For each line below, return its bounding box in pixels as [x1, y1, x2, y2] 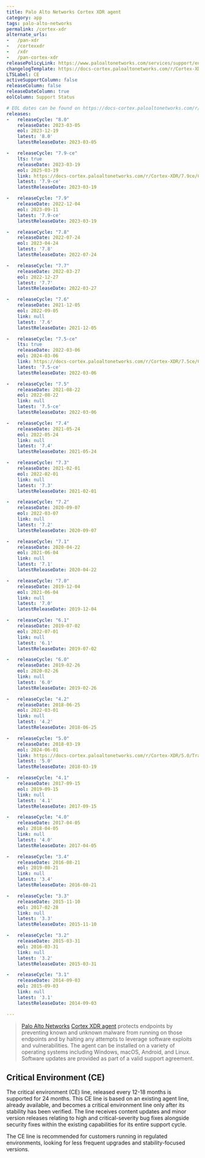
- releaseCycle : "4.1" [6, 775, 70, 781]
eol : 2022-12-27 [17, 274, 59, 280]
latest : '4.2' [17, 718, 53, 725]
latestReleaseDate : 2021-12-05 [17, 325, 97, 331]
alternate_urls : [6, 32, 48, 38]
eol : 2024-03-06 [17, 353, 59, 359]
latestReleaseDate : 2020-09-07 [17, 527, 97, 534]
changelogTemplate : [6, 65, 56, 72]
